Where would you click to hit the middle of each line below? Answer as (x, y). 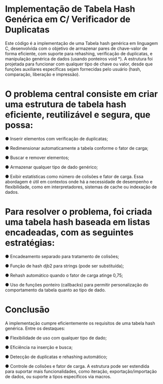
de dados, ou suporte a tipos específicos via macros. (58, 376)
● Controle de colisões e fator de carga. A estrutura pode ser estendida (77, 366)
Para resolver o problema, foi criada (79, 212)
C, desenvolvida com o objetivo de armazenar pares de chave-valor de (76, 48)
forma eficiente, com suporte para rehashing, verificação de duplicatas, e (79, 53)
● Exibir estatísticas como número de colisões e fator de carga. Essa (74, 176)
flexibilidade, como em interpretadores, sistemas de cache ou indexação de (81, 187)
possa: (19, 125)
